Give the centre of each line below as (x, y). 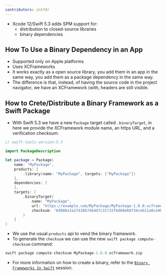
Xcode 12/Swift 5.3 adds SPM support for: (55, 24)
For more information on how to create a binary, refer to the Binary (80, 262)
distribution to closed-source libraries (58, 29)
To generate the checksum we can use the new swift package (74, 239)
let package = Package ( (30, 160)
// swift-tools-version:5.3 (34, 142)
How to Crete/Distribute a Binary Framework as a (82, 103)
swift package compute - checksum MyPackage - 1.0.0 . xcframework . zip (74, 253)
